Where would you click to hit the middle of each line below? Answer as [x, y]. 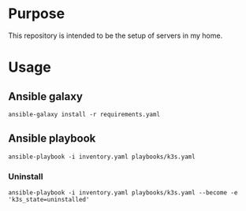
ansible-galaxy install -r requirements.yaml [84, 114]
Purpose [37, 14]
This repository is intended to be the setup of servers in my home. [116, 35]
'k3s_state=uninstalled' [49, 200]
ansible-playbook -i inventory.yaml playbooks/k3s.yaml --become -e [123, 193]
